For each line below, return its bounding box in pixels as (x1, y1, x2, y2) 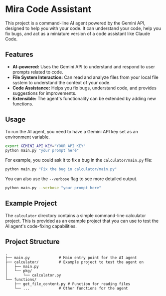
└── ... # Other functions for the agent (14, 286, 128, 291)
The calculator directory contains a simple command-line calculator (5, 212, 146, 218)
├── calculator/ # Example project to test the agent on (5, 260, 144, 265)
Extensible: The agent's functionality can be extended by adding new (12, 95, 156, 101)
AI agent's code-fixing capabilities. (5, 223, 77, 229)
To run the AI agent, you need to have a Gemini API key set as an (5, 128, 138, 134)
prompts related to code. (12, 69, 63, 75)
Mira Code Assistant (5, 3, 91, 15)
